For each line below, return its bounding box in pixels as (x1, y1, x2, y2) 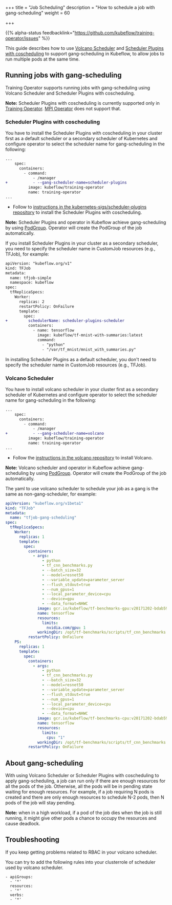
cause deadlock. (5, 821, 40, 827)
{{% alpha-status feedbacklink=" (5, 30, 75, 35)
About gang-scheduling (5, 759, 83, 767)
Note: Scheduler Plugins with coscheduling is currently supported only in (5, 100, 160, 106)
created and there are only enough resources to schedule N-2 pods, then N (5, 794, 165, 801)
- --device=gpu (41, 596, 74, 602)
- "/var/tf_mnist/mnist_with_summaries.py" (41, 347, 137, 352)
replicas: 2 (18, 299, 45, 304)
